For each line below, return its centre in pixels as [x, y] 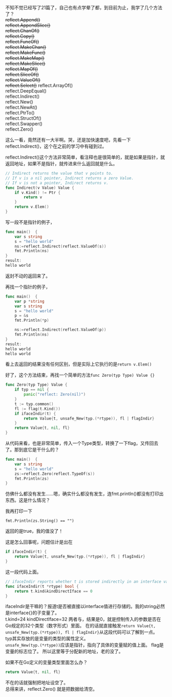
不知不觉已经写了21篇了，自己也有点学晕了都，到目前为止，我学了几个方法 [84, 7]
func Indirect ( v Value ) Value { [40, 188]
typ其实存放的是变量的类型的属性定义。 [47, 639]
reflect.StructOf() [24, 118]
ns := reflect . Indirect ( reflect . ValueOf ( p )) [60, 330]
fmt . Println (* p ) [32, 321]
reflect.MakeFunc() [26, 53]
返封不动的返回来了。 [28, 276]
